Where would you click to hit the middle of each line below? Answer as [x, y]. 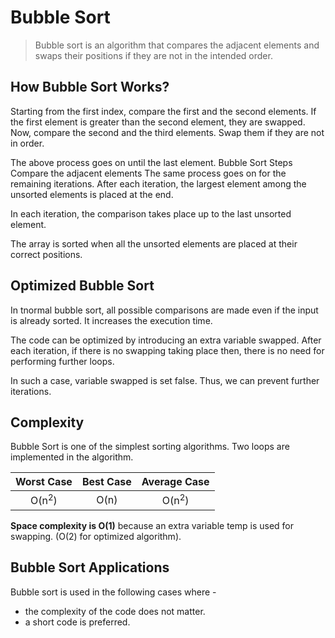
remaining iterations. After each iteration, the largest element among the [158, 183]
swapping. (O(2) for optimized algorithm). [96, 536]
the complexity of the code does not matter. [115, 611]
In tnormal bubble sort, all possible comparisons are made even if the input [164, 310]
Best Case [106, 482]
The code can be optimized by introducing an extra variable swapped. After [166, 340]
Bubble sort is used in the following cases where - [113, 592]
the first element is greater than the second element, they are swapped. [158, 122]
